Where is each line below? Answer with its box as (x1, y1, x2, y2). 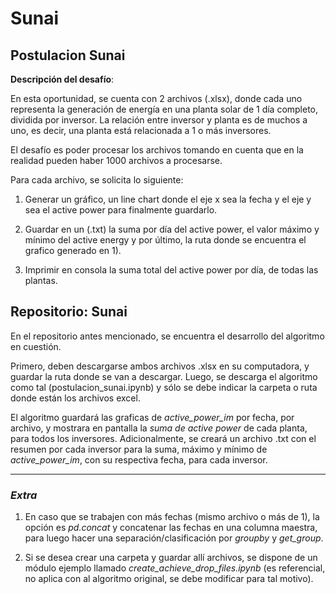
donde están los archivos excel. (10, 392, 141, 404)
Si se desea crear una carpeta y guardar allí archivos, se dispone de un (24, 552, 318, 564)
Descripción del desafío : (10, 73, 115, 85)
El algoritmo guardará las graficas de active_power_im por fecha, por (10, 411, 295, 423)
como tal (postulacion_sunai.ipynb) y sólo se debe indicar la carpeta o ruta (10, 381, 318, 393)
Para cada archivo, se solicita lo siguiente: (10, 174, 184, 186)
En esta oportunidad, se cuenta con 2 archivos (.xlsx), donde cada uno (10, 93, 303, 104)
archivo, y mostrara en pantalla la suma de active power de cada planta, (10, 422, 308, 434)
